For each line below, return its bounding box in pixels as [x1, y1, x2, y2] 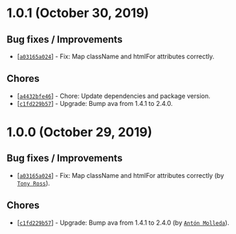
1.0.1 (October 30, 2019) [6, 5, 150, 21]
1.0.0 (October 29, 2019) [6, 124, 153, 140]
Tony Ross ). [16, 179, 50, 187]
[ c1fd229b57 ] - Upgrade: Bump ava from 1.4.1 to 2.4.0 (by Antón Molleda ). [16, 218, 230, 227]
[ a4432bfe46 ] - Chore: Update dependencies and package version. [16, 91, 210, 100]
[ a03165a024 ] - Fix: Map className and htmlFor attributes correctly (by [16, 171, 225, 179]
